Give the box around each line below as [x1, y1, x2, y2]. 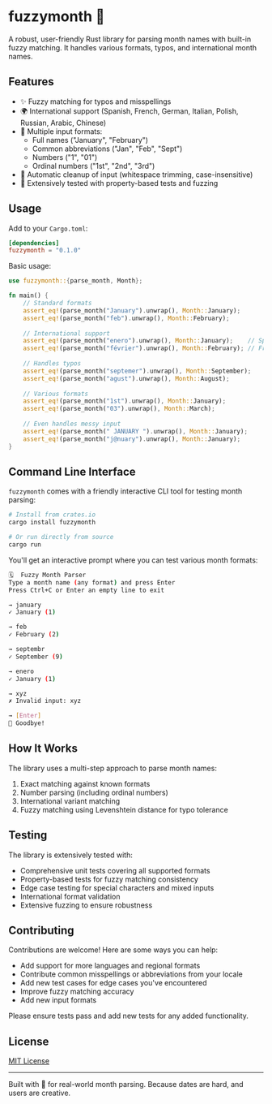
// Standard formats [23, 300, 92, 308]
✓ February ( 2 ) [8, 631, 60, 639]
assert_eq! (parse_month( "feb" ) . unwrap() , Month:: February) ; [23, 314, 230, 322]
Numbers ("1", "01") [32, 152, 98, 162]
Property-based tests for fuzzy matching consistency [19, 874, 198, 884]
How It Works [8, 742, 79, 756]
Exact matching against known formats [19, 778, 151, 788]
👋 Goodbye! [8, 719, 45, 727]
